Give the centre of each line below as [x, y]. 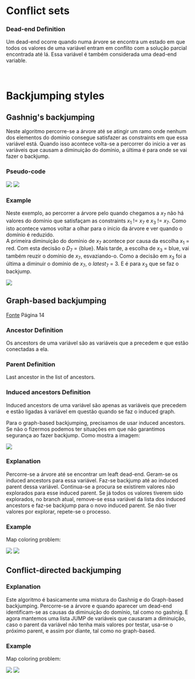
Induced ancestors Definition [48, 393]
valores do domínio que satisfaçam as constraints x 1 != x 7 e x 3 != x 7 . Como [96, 221]
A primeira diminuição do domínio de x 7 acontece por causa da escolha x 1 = [98, 241]
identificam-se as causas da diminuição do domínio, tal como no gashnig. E [97, 612]
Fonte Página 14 [25, 315]
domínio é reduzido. [30, 234]
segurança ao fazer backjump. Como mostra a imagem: [73, 435]
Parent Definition [31, 364]
